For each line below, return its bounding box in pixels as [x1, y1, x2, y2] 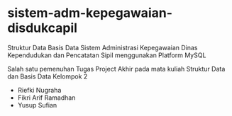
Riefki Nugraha [17, 86, 62, 94]
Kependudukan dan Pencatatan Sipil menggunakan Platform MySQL [7, 51, 206, 59]
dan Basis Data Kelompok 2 [7, 72, 88, 81]
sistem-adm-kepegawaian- [7, 5, 172, 21]
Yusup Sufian [17, 100, 57, 109]
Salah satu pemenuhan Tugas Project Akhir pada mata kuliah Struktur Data [7, 64, 226, 73]
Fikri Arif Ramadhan [17, 93, 76, 102]
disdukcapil [7, 20, 78, 36]
